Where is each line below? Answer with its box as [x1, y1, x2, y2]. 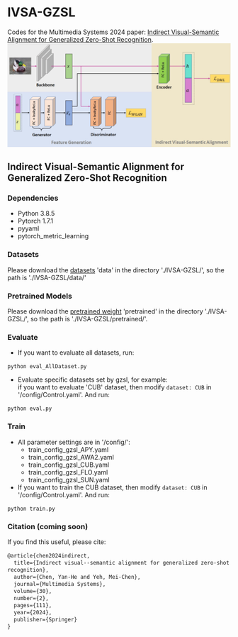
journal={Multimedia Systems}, [13, 580, 106, 587]
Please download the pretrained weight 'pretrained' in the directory [7, 307, 203, 316]
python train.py [7, 505, 55, 512]
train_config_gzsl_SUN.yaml [28, 475, 110, 484]
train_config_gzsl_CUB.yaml [28, 460, 110, 469]
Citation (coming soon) [7, 521, 89, 531]
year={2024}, [13, 609, 52, 616]
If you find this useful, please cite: [7, 537, 106, 546]
